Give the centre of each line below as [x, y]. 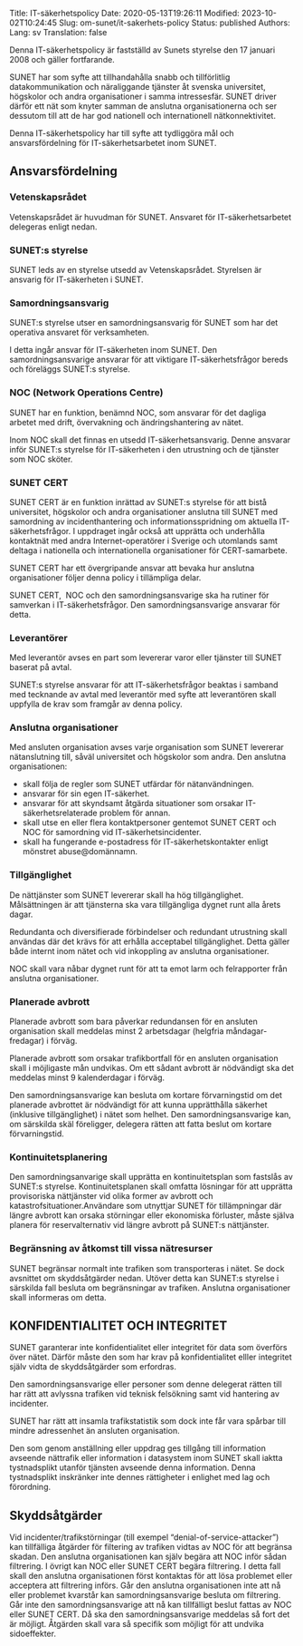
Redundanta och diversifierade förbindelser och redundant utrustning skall [148, 931]
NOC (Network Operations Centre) [87, 393]
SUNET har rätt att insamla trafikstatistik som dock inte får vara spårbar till [148, 1421]
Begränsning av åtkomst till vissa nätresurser [111, 1249]
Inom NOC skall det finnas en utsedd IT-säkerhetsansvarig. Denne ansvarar [150, 440]
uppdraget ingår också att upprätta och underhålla [170, 531]
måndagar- [246, 1031]
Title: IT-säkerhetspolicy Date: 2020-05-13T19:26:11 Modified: [124, 13]
